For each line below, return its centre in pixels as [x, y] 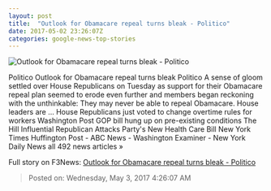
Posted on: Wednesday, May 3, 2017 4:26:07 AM [110, 178]
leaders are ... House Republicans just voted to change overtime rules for [131, 112]
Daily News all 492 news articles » [66, 146]
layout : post [30, 16]
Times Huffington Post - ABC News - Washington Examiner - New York [127, 138]
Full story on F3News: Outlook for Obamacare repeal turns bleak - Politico [132, 163]
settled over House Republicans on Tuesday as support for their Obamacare [135, 86]
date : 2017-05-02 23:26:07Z [56, 31]
